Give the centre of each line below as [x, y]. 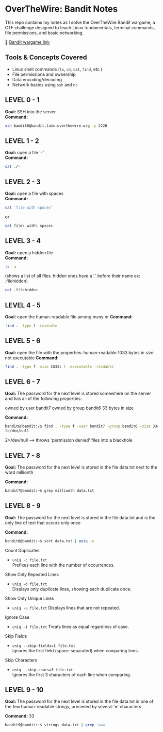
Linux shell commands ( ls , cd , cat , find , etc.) [57, 69]
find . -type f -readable [31, 326]
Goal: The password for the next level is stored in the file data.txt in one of [79, 701]
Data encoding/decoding [37, 79]
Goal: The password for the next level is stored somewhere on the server [78, 393]
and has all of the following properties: [43, 399]
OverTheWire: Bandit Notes [61, 9]
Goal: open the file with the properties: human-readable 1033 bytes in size [79, 352]
